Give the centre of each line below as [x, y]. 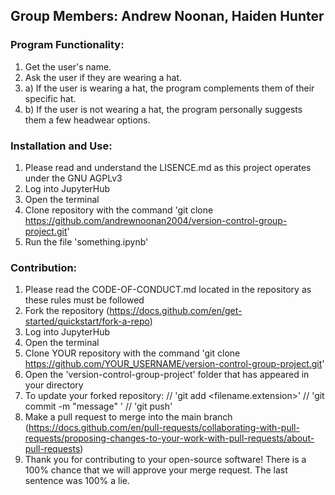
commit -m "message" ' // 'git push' [98, 406]
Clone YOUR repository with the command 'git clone [132, 353]
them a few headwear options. [87, 120]
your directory [54, 385]
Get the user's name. [68, 66]
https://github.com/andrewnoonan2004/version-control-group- [156, 220]
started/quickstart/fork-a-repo [87, 321]
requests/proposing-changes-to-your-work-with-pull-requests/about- [169, 438]
